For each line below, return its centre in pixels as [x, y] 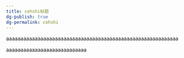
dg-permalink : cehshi [32, 22]
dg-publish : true [27, 17]
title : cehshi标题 [27, 11]
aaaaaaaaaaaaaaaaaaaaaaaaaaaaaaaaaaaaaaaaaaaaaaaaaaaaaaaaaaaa [92, 39]
